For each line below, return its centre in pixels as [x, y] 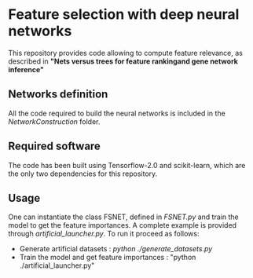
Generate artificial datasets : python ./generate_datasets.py [116, 249]
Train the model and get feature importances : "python [108, 258]
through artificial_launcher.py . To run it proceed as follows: [104, 234]
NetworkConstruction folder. [54, 121]
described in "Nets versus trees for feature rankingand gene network [123, 61]
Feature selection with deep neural [124, 15]
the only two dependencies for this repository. [83, 174]
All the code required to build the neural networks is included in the [117, 113]
